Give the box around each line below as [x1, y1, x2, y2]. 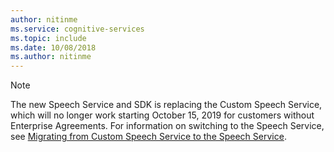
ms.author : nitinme [10, 52, 92, 62]
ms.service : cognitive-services [10, 24, 145, 34]
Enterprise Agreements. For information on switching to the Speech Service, [10, 120, 325, 132]
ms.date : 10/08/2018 [10, 42, 97, 53]
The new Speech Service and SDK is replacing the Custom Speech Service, [10, 99, 323, 111]
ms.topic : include [10, 33, 87, 43]
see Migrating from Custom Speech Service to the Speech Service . [10, 131, 287, 143]
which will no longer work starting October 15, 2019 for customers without [10, 109, 315, 121]
